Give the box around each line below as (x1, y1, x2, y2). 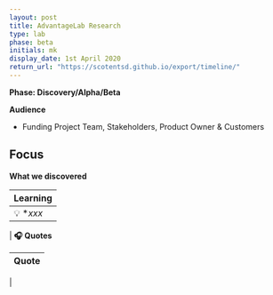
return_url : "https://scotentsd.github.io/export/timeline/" (9, 63, 241, 72)
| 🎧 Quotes (9, 230, 52, 241)
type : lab (9, 29, 46, 38)
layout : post (9, 12, 58, 22)
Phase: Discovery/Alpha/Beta (9, 86, 121, 98)
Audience (9, 104, 46, 115)
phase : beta (9, 37, 53, 47)
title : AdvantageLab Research (9, 21, 122, 30)
